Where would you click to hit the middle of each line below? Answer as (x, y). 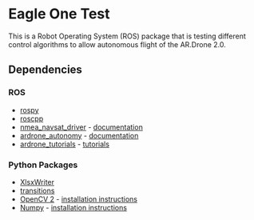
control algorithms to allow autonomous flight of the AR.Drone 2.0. (117, 44)
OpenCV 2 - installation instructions (79, 199)
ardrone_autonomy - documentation (79, 135)
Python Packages (43, 165)
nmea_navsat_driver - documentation (81, 127)
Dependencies (45, 70)
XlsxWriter (37, 182)
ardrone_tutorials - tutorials (65, 144)
